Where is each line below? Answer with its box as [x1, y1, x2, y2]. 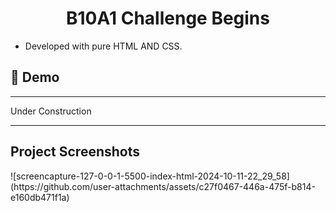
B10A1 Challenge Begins [66, 7, 270, 30]
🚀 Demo [10, 69, 60, 86]
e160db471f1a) [10, 191, 70, 203]
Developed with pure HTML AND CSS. [24, 40, 183, 52]
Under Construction [10, 105, 92, 117]
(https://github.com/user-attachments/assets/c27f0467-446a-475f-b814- [10, 180, 316, 192]
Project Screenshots [10, 143, 140, 161]
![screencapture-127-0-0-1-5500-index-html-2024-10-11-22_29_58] [10, 170, 290, 182]
